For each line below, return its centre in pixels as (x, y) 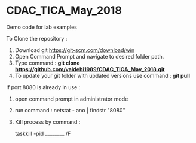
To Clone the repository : (37, 38)
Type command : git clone (47, 63)
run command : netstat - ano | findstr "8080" (70, 110)
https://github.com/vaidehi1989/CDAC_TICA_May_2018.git (90, 69)
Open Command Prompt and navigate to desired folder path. (89, 56)
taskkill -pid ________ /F (43, 133)
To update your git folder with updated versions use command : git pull (102, 75)
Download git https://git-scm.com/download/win (75, 50)
